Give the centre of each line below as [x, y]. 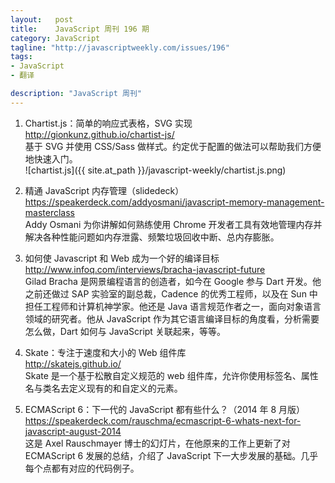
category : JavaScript [55, 38]
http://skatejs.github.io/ [73, 363]
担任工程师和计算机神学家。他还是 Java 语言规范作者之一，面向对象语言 [173, 306]
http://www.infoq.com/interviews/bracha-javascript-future [145, 269]
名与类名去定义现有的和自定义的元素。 [103, 388]
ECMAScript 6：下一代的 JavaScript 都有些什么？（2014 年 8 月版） [164, 409]
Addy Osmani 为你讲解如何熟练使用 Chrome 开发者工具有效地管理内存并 [173, 224]
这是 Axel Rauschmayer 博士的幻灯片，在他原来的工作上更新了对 [157, 443]
